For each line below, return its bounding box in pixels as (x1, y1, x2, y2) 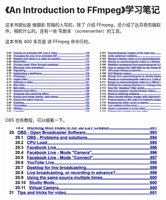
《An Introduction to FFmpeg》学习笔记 (5, 4, 160, 16)
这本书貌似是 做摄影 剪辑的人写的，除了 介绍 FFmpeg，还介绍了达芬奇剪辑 (5, 22, 157, 28)
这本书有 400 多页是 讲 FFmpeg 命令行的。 (5, 38, 93, 45)
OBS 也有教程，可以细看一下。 (5, 117, 68, 123)
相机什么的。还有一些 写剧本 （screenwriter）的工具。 (13, 28, 124, 34)
